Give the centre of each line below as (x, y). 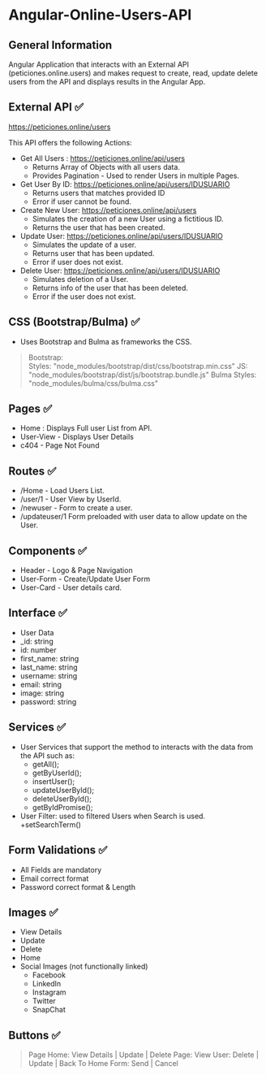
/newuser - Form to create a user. (76, 508)
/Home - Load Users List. (62, 491)
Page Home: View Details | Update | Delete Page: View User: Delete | (144, 1055)
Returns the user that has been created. (99, 227)
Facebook (49, 975)
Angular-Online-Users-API (100, 15)
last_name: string (49, 667)
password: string (48, 701)
